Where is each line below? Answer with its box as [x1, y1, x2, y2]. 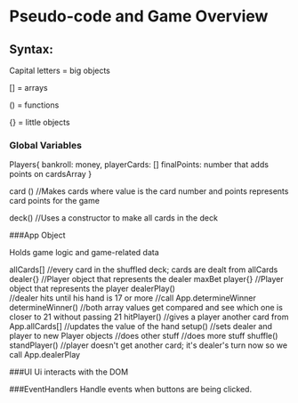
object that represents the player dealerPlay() [9, 283, 176, 294]
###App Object [9, 230, 66, 241]
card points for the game [9, 196, 101, 206]
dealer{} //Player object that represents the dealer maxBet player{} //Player [9, 274, 284, 285]
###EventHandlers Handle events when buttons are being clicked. [9, 384, 252, 395]
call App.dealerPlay [9, 350, 81, 360]
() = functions [9, 100, 60, 110]
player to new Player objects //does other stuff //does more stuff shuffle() [9, 331, 278, 342]
